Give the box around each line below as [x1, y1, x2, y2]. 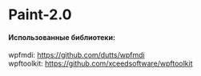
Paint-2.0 [8, 6, 72, 24]
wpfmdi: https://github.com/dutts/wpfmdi [8, 50, 146, 60]
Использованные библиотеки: [8, 32, 116, 42]
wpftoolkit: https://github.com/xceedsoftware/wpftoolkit [8, 58, 193, 69]
